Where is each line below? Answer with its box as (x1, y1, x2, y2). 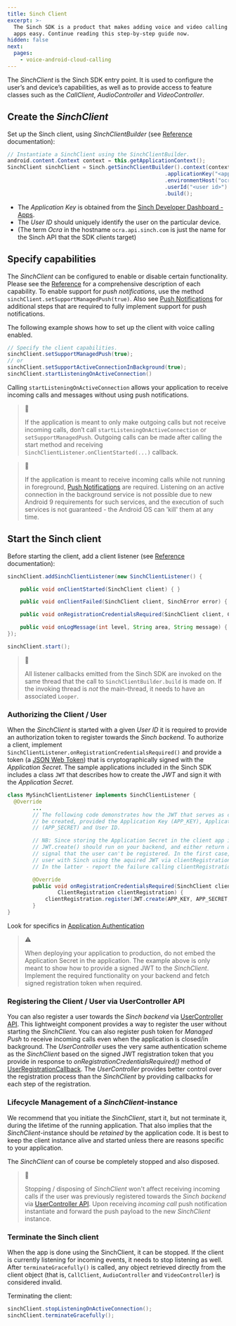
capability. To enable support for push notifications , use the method (7, 287, 204, 295)
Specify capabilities (7, 253, 96, 265)
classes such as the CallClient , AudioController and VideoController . (7, 90, 205, 99)
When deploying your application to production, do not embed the (24, 949, 216, 957)
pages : (13, 50, 33, 57)
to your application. (7, 1143, 63, 1152)
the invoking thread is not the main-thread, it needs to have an (24, 685, 205, 693)
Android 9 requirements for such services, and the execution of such (24, 498, 224, 506)
